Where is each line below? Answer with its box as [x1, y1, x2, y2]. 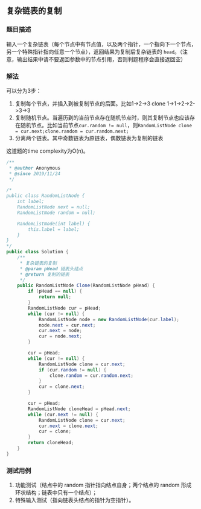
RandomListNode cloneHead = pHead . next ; [28, 405, 131, 412]
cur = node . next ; [38, 333, 83, 339]
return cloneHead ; [28, 440, 74, 446]
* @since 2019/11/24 [8, 170, 61, 177]
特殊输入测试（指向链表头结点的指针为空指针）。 [14, 496, 135, 504]
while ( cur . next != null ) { [28, 411, 98, 418]
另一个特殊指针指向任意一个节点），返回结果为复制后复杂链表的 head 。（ [6, 48, 183, 55]
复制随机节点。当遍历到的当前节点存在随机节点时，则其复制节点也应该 [14, 114, 190, 121]
